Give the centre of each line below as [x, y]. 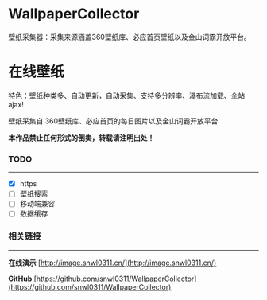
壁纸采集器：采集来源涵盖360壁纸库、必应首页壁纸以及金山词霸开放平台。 [130, 37]
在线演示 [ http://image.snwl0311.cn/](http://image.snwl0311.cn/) [112, 263]
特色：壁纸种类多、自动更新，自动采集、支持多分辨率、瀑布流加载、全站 [126, 95]
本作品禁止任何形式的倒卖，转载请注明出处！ [81, 138]
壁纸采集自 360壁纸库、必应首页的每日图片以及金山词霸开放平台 [113, 121]
